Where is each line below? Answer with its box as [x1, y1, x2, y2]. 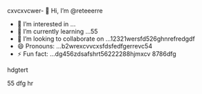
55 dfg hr [7, 79, 33, 87]
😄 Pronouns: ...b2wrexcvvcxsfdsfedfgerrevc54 [17, 42, 153, 50]
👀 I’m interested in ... [17, 20, 76, 28]
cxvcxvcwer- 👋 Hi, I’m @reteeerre [7, 7, 103, 15]
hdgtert [7, 66, 29, 74]
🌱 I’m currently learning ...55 [17, 28, 98, 35]
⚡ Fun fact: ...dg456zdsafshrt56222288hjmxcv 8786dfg [17, 50, 176, 58]
